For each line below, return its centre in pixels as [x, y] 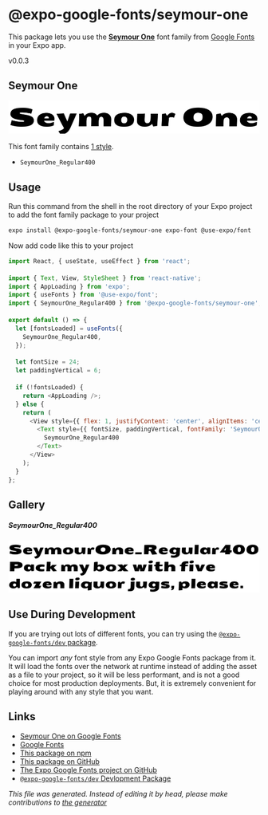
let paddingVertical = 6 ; [59, 371]
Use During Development [72, 614]
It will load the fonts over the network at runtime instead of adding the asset [133, 666]
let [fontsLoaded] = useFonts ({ [69, 329]
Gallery [27, 504]
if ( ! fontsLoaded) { [49, 388]
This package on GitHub [59, 761]
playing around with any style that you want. [81, 691]
